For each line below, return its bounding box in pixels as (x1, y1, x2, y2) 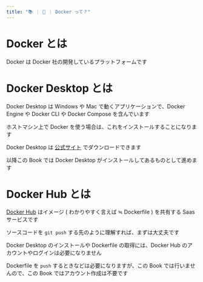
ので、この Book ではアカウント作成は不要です (11, 270, 128, 277)
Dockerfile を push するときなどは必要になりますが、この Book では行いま (6, 262, 190, 269)
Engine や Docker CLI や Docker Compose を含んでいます (6, 110, 150, 117)
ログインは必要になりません (32, 249, 102, 257)
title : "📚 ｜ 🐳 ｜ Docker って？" (6, 8, 91, 15)
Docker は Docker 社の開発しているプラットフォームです (6, 58, 147, 65)
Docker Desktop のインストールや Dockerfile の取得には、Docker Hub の (6, 241, 188, 249)
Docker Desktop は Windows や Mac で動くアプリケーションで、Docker (6, 102, 185, 110)
